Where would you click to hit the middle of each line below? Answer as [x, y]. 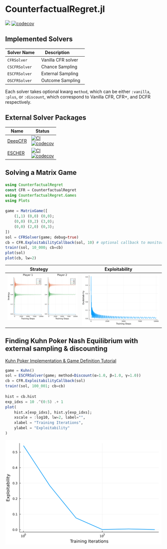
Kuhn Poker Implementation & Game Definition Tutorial [61, 361]
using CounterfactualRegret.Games [41, 195]
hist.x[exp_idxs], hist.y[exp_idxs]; [53, 412]
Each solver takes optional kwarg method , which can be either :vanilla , [78, 91]
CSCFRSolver [20, 67]
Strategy [39, 269]
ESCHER [16, 153]
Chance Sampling [59, 67]
